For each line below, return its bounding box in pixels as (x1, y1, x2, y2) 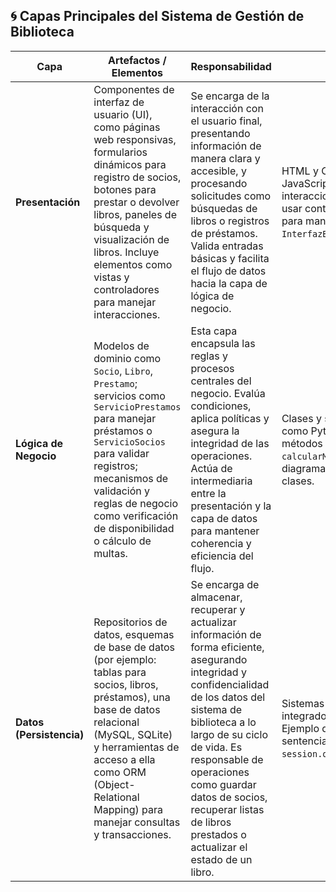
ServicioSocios (93, 436, 166, 448)
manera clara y (190, 151, 261, 165)
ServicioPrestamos (93, 401, 182, 413)
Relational (93, 790, 140, 804)
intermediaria (190, 474, 253, 488)
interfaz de (93, 95, 145, 109)
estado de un (190, 852, 253, 866)
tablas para (93, 665, 147, 679)
